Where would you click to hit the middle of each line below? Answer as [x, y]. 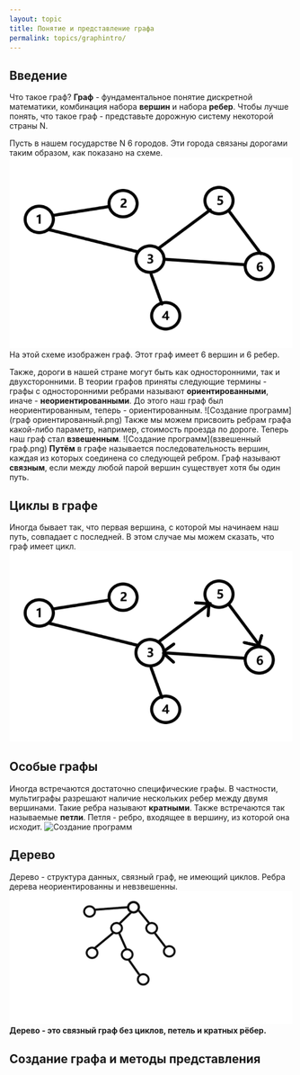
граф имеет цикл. [43, 546]
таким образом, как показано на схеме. [86, 153]
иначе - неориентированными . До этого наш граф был [116, 401]
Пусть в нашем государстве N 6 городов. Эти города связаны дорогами [149, 143]
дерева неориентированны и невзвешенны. [93, 886]
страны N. [29, 126]
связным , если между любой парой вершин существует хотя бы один [145, 468]
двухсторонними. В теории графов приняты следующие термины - [138, 381]
